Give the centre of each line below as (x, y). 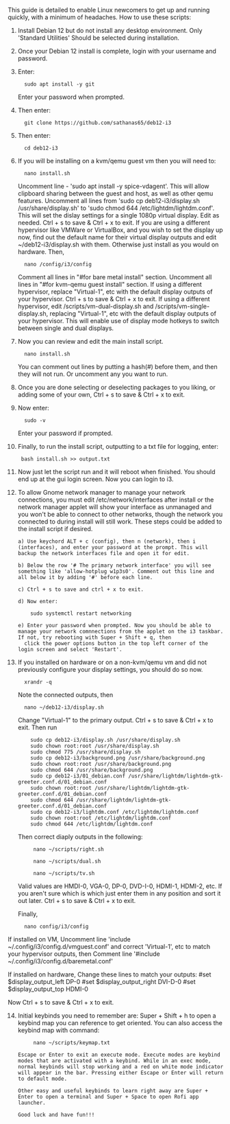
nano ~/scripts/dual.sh (67, 861)
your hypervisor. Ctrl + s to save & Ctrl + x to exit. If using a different (114, 299)
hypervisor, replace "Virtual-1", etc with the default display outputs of (115, 292)
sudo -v (35, 421)
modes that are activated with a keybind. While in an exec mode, (114, 1061)
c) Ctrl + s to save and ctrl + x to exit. (81, 589)
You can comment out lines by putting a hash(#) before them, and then (117, 367)
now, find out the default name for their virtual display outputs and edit (117, 237)
